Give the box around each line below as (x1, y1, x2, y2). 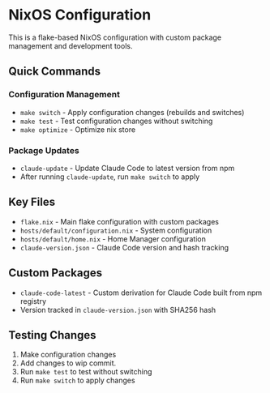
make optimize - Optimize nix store (19, 124, 136, 135)
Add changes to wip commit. (19, 358, 117, 368)
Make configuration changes (19, 350, 117, 360)
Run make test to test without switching (19, 367, 152, 377)
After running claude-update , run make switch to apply (19, 172, 200, 182)
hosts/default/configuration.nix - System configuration (19, 225, 212, 235)
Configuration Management (8, 89, 120, 100)
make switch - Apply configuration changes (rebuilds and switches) (19, 107, 245, 117)
